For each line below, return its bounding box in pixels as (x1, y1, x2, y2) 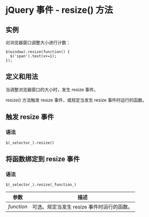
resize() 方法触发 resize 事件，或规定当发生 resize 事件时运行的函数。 (5, 97, 147, 103)
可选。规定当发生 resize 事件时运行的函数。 (32, 204, 133, 211)
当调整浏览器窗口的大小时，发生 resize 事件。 (5, 87, 98, 93)
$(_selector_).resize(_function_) (5, 183, 77, 187)
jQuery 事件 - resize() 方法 (5, 4, 113, 16)
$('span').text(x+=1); (10, 54, 57, 59)
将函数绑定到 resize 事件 (5, 155, 80, 163)
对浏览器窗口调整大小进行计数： (5, 40, 71, 45)
